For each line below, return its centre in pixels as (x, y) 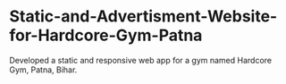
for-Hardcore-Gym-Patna (106, 35)
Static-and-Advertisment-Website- (143, 17)
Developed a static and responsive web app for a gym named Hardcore (141, 60)
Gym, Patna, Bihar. (43, 70)
